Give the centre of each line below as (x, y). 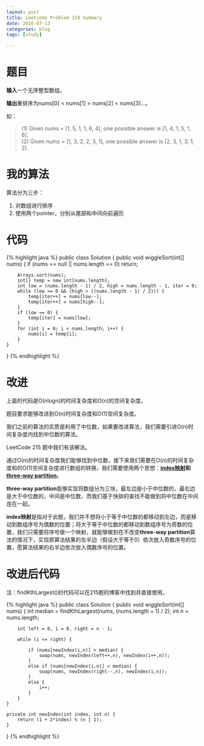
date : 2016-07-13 (28, 23)
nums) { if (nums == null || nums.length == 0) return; (72, 264)
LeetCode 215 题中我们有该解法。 (48, 447)
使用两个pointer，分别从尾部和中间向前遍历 (69, 213)
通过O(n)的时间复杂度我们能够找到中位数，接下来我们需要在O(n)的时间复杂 (100, 460)
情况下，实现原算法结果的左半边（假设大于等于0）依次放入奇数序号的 (104, 539)
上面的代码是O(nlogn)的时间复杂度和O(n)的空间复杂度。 (76, 400)
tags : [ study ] (24, 35)
